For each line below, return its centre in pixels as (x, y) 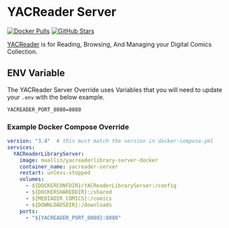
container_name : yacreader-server (69, 167)
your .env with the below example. (56, 97)
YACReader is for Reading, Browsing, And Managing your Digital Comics (109, 44)
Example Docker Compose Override (68, 126)
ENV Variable (36, 73)
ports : (29, 211)
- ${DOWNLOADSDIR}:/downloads (68, 205)
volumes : (32, 179)
